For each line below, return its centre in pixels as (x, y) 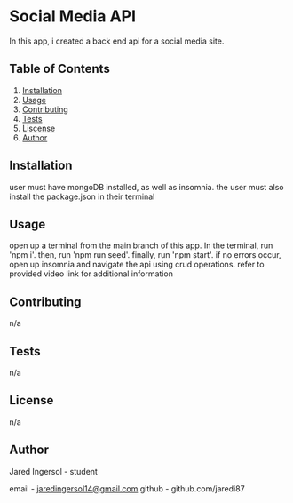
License (32, 400)
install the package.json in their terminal (82, 196)
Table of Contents (60, 69)
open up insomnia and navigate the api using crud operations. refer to (137, 265)
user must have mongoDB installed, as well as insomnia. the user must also (146, 187)
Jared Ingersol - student (53, 471)
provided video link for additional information (91, 274)
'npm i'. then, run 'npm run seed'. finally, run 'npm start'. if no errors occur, (145, 255)
